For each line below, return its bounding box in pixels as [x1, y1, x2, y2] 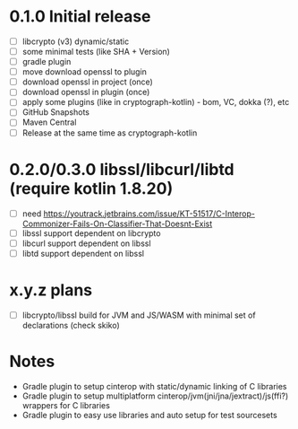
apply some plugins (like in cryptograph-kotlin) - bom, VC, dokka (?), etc [21, 97, 290, 108]
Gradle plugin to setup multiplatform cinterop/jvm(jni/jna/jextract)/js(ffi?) [21, 390, 289, 401]
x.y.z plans [9, 280, 92, 300]
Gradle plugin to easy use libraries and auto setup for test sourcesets [21, 409, 277, 420]
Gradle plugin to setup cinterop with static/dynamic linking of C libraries [21, 381, 287, 391]
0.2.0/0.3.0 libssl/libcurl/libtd [9, 159, 234, 179]
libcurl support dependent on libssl [21, 238, 151, 249]
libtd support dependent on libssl [21, 248, 145, 258]
